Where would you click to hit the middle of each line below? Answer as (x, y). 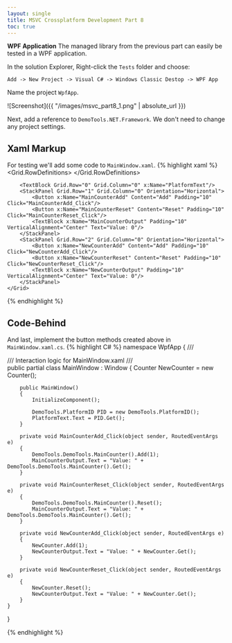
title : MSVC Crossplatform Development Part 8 (75, 20)
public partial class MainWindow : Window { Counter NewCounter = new (110, 368)
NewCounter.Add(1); (60, 545)
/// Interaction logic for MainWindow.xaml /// (70, 360)
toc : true (21, 26)
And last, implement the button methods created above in (89, 340)
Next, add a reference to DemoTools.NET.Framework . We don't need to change (116, 119)
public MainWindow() (49, 388)
